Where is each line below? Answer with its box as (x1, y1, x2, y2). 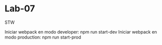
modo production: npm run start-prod (4, 34, 81, 40)
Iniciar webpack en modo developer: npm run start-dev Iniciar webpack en (4, 29, 157, 35)
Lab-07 (4, 3, 35, 14)
